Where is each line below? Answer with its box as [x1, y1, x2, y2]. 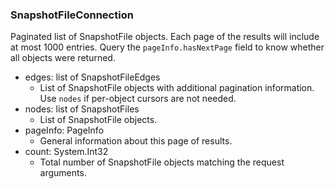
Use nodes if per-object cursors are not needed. [39, 93, 237, 105]
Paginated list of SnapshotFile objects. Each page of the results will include [10, 31, 320, 43]
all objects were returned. [10, 52, 116, 64]
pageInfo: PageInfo [24, 124, 105, 137]
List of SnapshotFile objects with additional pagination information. [39, 82, 315, 94]
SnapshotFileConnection [10, 8, 134, 22]
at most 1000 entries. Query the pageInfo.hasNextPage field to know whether [10, 41, 325, 53]
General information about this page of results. [39, 135, 233, 147]
